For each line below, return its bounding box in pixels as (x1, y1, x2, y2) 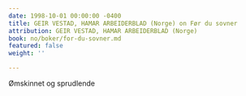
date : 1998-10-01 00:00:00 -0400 (8, 11, 122, 20)
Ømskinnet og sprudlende (8, 78, 96, 88)
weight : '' (8, 49, 45, 57)
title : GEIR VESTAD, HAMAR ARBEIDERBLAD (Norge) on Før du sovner (8, 19, 238, 27)
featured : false (8, 42, 63, 50)
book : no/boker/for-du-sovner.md (8, 34, 122, 43)
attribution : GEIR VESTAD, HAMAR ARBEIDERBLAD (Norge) (8, 27, 198, 35)
